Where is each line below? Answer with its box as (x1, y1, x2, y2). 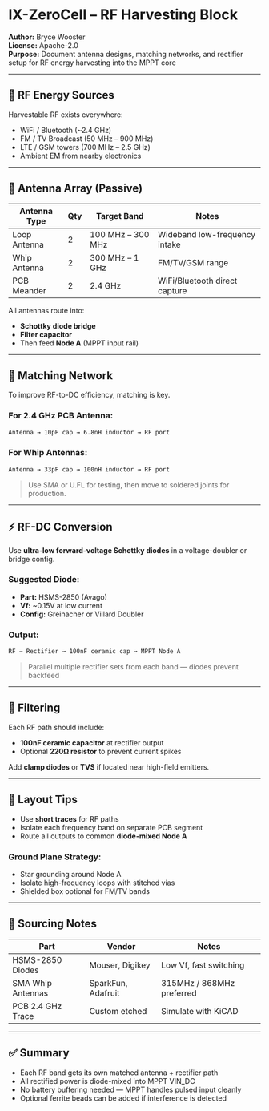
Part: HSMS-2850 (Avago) (19, 592, 108, 602)
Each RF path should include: (8, 722, 105, 732)
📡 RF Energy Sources (8, 88, 114, 102)
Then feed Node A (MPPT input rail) (19, 338, 139, 348)
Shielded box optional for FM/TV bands (19, 886, 151, 895)
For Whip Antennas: (8, 447, 88, 459)
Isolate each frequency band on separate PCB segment (19, 822, 203, 832)
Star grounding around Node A (19, 869, 122, 879)
